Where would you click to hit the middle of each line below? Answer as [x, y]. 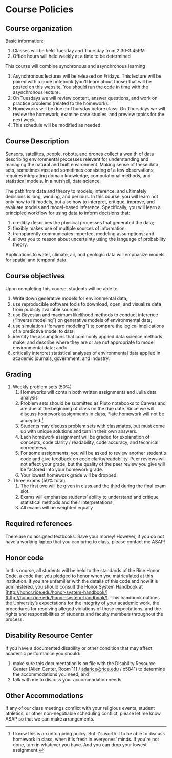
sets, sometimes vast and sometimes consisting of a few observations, [80, 170]
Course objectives [35, 276]
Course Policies [39, 10]
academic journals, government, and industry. [61, 358]
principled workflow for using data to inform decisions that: [68, 213]
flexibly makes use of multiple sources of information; [69, 228]
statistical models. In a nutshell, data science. [53, 181]
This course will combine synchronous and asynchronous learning [76, 66]
